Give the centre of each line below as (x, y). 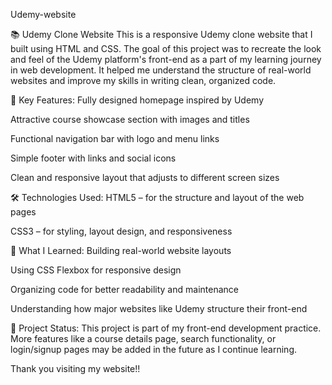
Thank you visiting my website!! (75, 368)
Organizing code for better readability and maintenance (124, 289)
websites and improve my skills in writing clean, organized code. (143, 80)
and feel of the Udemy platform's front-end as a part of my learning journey (166, 59)
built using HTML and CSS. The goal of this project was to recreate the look (166, 48)
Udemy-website (43, 14)
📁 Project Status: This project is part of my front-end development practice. (166, 328)
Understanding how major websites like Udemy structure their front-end (159, 308)
